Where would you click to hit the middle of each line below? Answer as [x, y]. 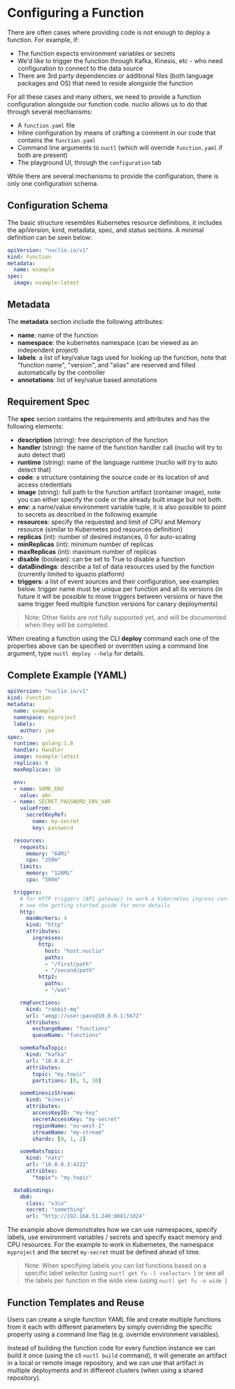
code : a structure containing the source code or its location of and [113, 477]
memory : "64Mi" [48, 853]
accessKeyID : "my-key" [65, 1113]
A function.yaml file [46, 125]
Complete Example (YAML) [67, 676]
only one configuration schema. [53, 183]
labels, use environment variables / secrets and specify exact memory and [115, 1237]
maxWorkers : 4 [47, 919]
